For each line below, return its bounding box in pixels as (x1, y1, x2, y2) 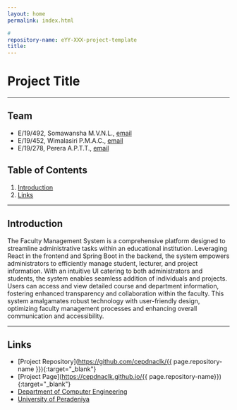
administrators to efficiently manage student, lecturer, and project (7, 259, 198, 267)
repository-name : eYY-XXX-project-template (7, 36, 138, 43)
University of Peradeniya (17, 395, 90, 404)
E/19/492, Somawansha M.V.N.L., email (17, 129, 133, 137)
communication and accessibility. (7, 312, 104, 320)
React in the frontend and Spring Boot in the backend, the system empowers (7, 252, 230, 260)
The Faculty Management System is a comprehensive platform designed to (7, 236, 226, 245)
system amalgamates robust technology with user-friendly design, (7, 296, 200, 305)
